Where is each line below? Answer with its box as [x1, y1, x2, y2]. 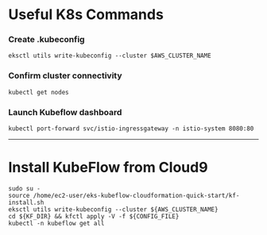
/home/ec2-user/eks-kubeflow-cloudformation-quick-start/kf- [33, 192, 240, 200]
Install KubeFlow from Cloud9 [8, 159, 208, 176]
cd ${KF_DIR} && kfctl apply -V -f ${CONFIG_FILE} [8, 213, 180, 221]
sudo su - [8, 185, 41, 193]
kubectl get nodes [8, 88, 69, 96]
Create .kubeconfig [8, 34, 85, 45]
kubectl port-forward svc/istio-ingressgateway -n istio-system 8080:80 [8, 125, 254, 133]
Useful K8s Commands [8, 6, 164, 24]
